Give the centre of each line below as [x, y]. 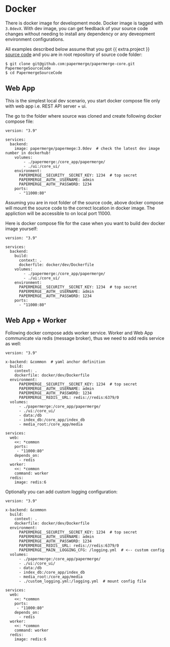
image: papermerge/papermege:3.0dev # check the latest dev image [87, 148]
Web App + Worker [36, 321]
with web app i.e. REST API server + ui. [46, 106]
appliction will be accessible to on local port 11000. [58, 213]
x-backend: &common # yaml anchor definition [55, 362]
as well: [13, 343]
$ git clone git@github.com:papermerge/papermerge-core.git [70, 64]
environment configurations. [35, 39]
